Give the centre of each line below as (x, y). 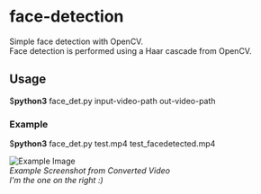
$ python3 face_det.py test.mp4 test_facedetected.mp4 (112, 144)
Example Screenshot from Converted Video (90, 171)
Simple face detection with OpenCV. (76, 41)
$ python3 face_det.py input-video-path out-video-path (112, 101)
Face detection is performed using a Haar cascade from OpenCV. (130, 50)
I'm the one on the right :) (56, 181)
